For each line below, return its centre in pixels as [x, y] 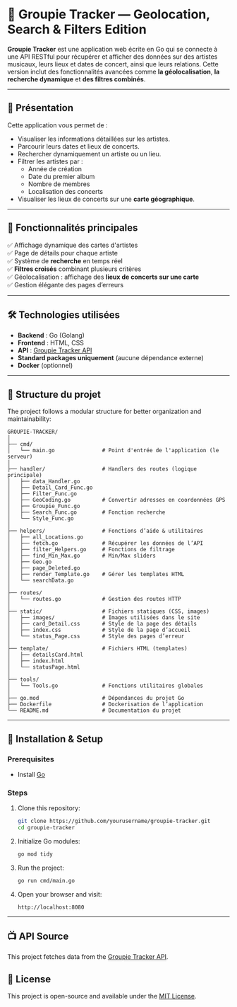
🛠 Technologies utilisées [64, 315]
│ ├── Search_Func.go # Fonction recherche [86, 512]
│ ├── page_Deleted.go [44, 568]
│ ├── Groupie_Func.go [44, 506]
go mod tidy [35, 854]
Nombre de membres [59, 184]
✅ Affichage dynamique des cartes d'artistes [73, 245]
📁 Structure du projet [54, 395]
